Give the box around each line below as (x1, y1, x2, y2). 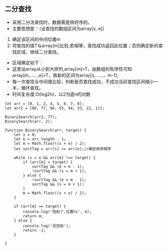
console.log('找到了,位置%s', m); (23, 209, 92, 214)
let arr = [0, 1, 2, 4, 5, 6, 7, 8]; (5, 101, 85, 106)
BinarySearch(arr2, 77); (5, 114, 57, 120)
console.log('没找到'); (23, 223, 71, 228)
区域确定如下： (12, 60, 44, 66)
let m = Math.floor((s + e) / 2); (14, 141, 87, 146)
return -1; (23, 228, 46, 233)
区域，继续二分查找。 (16, 48, 61, 55)
